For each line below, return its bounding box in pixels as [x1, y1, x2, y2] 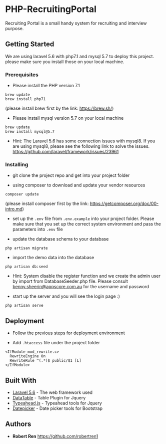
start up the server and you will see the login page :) [12, 293, 120, 299]
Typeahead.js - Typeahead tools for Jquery [12, 400, 102, 406]
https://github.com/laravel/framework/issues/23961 [12, 149, 119, 155]
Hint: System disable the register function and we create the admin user [12, 273, 161, 279]
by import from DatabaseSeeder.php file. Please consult [12, 278, 128, 284]
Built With [5, 376, 36, 384]
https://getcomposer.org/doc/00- [89, 200, 159, 206]
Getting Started [5, 40, 54, 49]
